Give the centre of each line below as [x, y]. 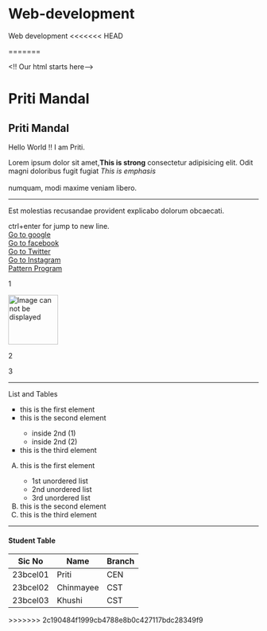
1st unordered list [60, 481]
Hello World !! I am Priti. [47, 147]
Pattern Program [35, 268]
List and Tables [33, 393]
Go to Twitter [30, 251]
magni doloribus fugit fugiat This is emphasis [82, 171]
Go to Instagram [35, 260]
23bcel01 [31, 575]
